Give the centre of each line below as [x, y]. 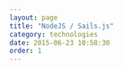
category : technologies [54, 34]
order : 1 [26, 51]
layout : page [34, 17]
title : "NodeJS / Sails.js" [62, 26]
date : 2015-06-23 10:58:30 [60, 43]
